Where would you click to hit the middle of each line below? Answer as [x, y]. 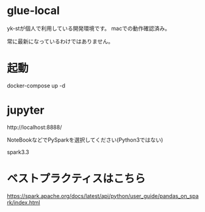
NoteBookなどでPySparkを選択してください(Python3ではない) [85, 140]
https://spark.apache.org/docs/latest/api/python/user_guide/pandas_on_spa [103, 196]
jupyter [26, 110]
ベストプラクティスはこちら [76, 178]
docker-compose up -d [36, 86]
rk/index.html [23, 202]
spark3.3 [18, 152]
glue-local [33, 11]
